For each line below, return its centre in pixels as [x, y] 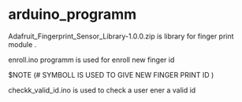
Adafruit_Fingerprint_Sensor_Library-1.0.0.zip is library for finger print [121, 36]
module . [22, 44]
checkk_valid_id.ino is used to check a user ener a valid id [102, 90]
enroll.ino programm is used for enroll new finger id [91, 60]
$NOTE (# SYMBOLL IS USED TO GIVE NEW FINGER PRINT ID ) [111, 75]
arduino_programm [73, 15]
